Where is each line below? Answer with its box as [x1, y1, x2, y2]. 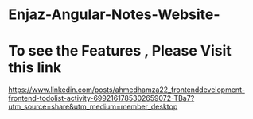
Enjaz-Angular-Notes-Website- [8, 6, 220, 24]
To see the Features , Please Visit [8, 42, 232, 60]
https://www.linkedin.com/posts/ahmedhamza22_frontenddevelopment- [8, 85, 245, 94]
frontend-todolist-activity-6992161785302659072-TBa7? [8, 94, 195, 103]
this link [8, 59, 62, 77]
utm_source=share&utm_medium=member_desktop [8, 102, 178, 112]
